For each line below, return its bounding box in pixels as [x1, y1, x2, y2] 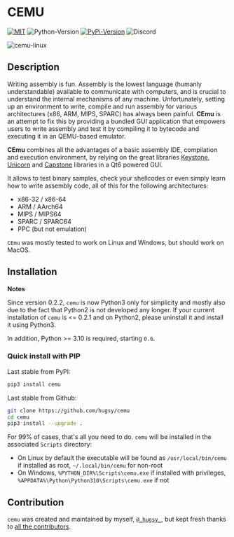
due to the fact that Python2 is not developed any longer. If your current [7, 305, 215, 314]
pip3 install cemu [7, 381, 61, 388]
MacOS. [7, 246, 31, 254]
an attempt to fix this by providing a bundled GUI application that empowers [7, 117, 226, 125]
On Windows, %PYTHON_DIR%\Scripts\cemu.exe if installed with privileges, [17, 468, 226, 477]
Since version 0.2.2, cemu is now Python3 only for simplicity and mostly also [7, 298, 226, 307]
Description [7, 61, 60, 74]
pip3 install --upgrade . [7, 420, 83, 427]
